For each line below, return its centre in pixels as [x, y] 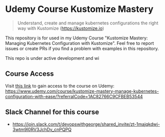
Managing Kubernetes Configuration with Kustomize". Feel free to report [79, 43]
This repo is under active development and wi [52, 58]
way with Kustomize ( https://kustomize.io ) [61, 28]
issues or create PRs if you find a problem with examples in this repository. [82, 48]
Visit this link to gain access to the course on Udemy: [60, 86]
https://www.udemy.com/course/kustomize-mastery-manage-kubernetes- [82, 91]
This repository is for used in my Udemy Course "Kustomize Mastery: [76, 38]
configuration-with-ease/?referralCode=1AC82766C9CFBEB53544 [74, 96]
